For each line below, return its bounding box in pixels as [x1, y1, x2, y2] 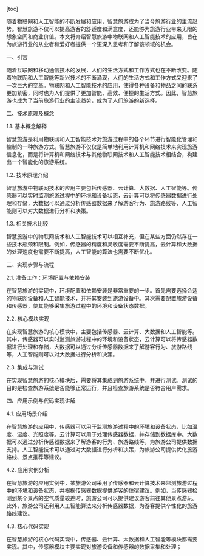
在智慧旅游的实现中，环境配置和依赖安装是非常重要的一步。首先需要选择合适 [6, 287, 198, 294]
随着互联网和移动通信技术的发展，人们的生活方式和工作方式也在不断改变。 [6, 66, 192, 74]
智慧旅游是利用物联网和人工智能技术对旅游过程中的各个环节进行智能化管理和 [6, 136, 198, 142]
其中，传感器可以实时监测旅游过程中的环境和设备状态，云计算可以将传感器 [6, 336, 192, 342]
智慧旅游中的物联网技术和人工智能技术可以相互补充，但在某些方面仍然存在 [6, 233, 192, 240]
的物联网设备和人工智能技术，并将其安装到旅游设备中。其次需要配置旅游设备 [6, 294, 198, 302]
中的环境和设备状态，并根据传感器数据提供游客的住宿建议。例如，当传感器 [6, 487, 192, 494]
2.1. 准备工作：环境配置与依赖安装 [6, 274, 91, 281]
